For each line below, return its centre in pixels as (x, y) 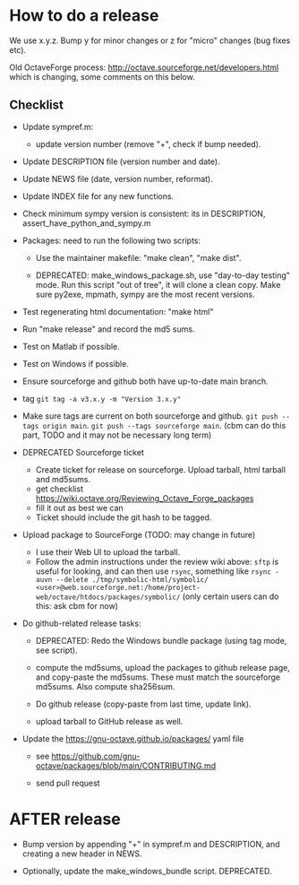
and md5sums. (63, 479)
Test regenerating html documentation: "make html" (118, 311)
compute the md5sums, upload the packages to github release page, (163, 667)
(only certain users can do (231, 596)
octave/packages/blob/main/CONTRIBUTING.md (126, 765)
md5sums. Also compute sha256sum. (105, 686)
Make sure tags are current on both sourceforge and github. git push (150, 416)
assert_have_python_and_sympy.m (86, 223)
